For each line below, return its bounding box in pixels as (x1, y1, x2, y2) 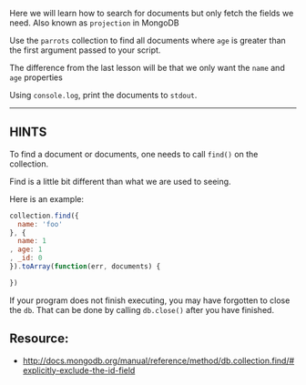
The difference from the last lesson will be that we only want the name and (9, 63, 285, 73)
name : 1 (17, 237, 47, 246)
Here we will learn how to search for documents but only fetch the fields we (9, 8, 294, 18)
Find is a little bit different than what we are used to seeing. (9, 176, 231, 187)
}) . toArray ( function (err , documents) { (9, 262, 161, 271)
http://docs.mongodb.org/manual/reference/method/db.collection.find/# (22, 355, 295, 366)
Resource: (9, 331, 69, 347)
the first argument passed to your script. (9, 45, 161, 56)
